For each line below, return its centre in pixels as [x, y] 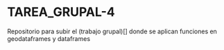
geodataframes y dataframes [49, 38]
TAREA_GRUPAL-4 [61, 12]
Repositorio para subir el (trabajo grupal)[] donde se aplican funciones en [112, 31]
